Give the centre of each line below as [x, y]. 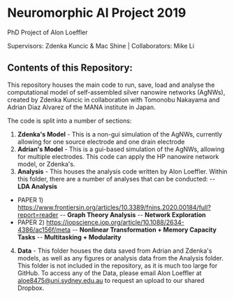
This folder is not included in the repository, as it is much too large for [117, 265]
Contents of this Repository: [70, 68]
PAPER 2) [31, 222]
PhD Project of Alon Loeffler [47, 32]
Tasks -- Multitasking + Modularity [69, 237]
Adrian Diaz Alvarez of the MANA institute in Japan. [81, 107]
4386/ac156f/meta [44, 230]
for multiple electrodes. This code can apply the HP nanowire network [118, 156]
